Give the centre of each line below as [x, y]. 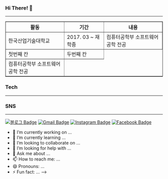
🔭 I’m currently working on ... [42, 132]
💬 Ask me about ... [31, 153]
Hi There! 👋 [19, 8]
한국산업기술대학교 [29, 41]
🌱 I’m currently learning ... [39, 137]
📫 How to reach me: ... [36, 159]
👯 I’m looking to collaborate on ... [46, 142]
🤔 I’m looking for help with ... [42, 148]
